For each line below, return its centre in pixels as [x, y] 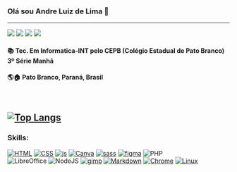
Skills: [18, 138]
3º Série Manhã [31, 61]
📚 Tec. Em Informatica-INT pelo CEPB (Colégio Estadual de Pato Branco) [116, 50]
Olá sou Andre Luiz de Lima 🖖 [58, 11]
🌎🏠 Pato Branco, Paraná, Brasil [55, 78]
